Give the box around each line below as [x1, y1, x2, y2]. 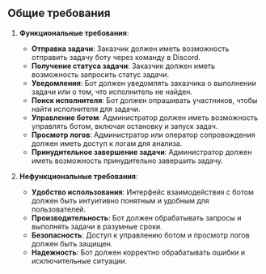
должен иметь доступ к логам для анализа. [31, 138, 183, 148]
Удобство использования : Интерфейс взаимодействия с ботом [31, 186, 254, 197]
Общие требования [7, 6, 111, 20]
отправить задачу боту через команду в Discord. [31, 52, 201, 62]
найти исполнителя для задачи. [31, 104, 141, 113]
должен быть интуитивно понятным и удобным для [31, 195, 209, 205]
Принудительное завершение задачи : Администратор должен [31, 147, 252, 156]
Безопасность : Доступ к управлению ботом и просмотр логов [31, 230, 250, 240]
